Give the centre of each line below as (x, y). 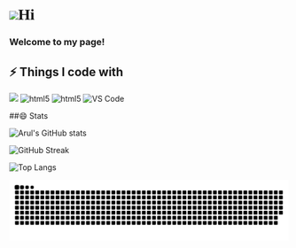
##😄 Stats (29, 115)
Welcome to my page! (57, 43)
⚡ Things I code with (66, 72)
